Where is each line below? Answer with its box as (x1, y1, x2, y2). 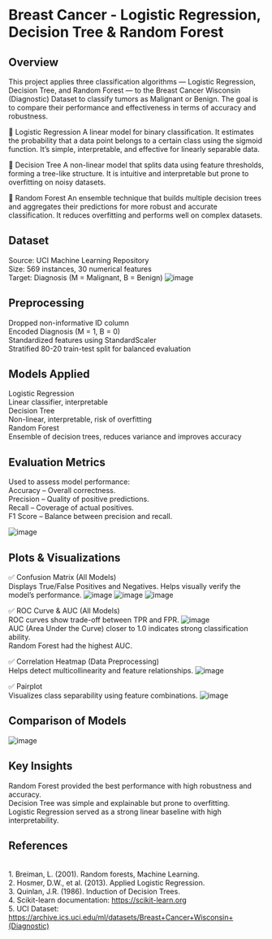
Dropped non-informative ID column (8, 318, 130, 327)
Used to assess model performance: (8, 477, 130, 487)
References (8, 839, 68, 853)
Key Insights (8, 759, 73, 773)
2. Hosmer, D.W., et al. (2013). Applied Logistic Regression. (8, 877, 205, 887)
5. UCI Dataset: (8, 903, 59, 913)
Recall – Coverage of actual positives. (8, 503, 134, 513)
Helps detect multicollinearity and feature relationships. (8, 666, 193, 676)
